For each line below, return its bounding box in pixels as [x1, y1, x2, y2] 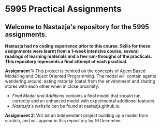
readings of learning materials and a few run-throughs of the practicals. [5, 53, 152, 59]
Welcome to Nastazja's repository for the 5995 [5, 23, 149, 31]
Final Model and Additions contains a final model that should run [12, 93, 141, 98]
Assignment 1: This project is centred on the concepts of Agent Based [5, 68, 146, 74]
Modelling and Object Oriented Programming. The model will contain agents [5, 73, 156, 79]
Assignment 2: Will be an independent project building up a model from [5, 112, 148, 118]
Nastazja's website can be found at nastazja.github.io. [12, 103, 121, 109]
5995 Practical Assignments [5, 3, 122, 15]
